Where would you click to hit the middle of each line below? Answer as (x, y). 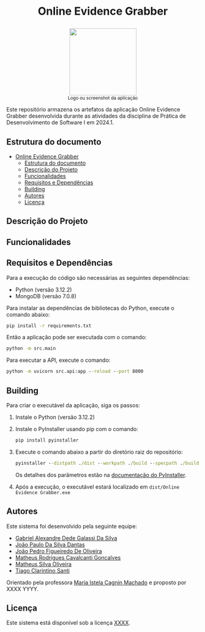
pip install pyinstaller (47, 440)
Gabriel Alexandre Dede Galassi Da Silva (66, 538)
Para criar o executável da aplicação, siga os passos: (73, 405)
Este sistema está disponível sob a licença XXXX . (68, 623)
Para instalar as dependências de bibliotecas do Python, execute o (90, 308)
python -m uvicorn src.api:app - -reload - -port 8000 (75, 372)
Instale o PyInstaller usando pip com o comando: (77, 429)
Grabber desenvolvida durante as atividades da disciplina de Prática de (96, 116)
